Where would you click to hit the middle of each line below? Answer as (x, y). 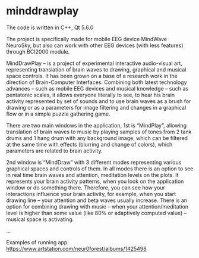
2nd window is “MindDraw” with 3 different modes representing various (94, 162)
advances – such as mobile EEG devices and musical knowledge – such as (97, 88)
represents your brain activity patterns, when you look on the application (95, 181)
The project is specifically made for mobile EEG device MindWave (87, 39)
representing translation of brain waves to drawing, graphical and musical (96, 69)
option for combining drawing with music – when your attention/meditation (97, 206)
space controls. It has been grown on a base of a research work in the (92, 76)
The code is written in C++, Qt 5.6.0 (50, 27)
